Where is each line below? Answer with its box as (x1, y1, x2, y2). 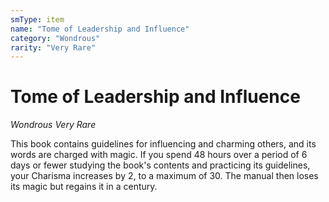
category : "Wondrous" (10, 33, 101, 43)
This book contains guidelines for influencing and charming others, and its (10, 138, 317, 150)
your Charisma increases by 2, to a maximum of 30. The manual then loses (10, 170, 319, 182)
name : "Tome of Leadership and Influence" (10, 24, 190, 34)
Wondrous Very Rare (10, 119, 97, 131)
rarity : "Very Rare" (10, 42, 97, 53)
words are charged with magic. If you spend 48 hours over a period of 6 (10, 149, 308, 161)
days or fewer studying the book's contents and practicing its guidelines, (10, 159, 311, 171)
